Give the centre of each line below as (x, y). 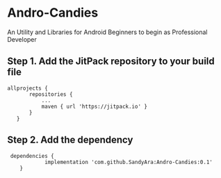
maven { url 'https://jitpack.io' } (95, 106)
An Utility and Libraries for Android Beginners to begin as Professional (107, 32)
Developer (22, 39)
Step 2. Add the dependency (70, 140)
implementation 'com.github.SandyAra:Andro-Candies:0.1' (129, 162)
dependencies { (32, 156)
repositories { (51, 94)
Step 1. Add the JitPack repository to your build (111, 62)
